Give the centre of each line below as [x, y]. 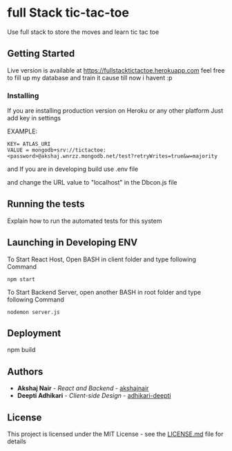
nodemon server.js [33, 312]
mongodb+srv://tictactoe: [69, 150]
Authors [25, 371]
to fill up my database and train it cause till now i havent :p [90, 77]
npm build [21, 350]
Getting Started [41, 54]
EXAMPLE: [22, 131]
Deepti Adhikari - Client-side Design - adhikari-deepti [94, 396]
